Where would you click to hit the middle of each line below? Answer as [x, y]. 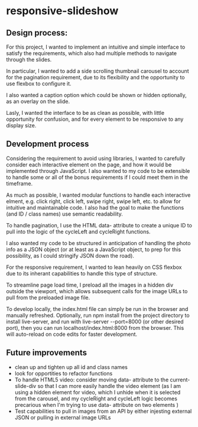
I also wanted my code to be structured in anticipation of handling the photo [98, 243]
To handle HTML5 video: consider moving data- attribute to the [92, 380]
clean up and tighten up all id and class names [71, 367]
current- [180, 380]
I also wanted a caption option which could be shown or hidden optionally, [97, 95]
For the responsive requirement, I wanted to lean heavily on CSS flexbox [94, 267]
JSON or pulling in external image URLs [63, 417]
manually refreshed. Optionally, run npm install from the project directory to [98, 315]
